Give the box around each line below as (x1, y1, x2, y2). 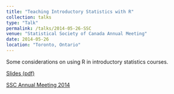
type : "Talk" (6, 20, 39, 26)
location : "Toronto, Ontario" (6, 42, 81, 48)
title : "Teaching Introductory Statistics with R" (6, 8, 134, 15)
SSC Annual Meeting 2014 (6, 81, 70, 88)
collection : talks (6, 14, 52, 20)
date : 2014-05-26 (6, 36, 49, 42)
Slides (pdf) (6, 70, 35, 77)
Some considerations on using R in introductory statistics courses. (6, 58, 169, 65)
